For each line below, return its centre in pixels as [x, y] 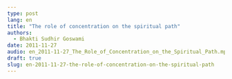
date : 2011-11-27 [32, 45]
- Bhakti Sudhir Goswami [49, 39]
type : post [23, 13]
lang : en [20, 20]
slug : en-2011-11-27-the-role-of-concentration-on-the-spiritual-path [111, 65]
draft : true [24, 58]
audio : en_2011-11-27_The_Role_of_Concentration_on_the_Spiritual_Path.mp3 [118, 52]
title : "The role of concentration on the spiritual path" [94, 26]
